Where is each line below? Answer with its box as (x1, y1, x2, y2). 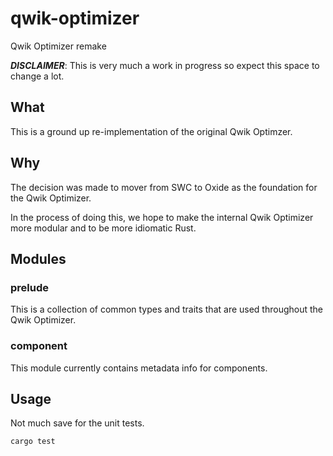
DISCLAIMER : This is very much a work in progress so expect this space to (10, 59, 320, 71)
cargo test (10, 437, 56, 447)
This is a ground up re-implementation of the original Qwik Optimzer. (10, 125, 293, 137)
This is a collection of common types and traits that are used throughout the (10, 303, 324, 316)
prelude (10, 280, 49, 294)
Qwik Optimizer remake (10, 40, 107, 52)
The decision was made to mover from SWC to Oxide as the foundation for (10, 181, 318, 193)
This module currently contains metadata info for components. (10, 362, 268, 374)
